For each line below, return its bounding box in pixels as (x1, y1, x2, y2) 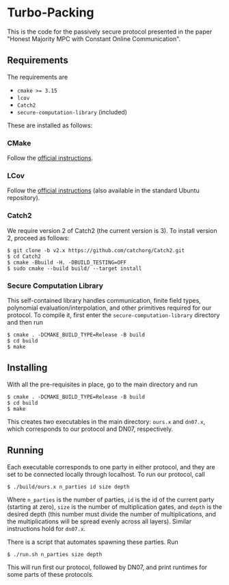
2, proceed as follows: (7, 234, 70, 242)
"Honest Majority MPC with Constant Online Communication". (7, 34, 181, 42)
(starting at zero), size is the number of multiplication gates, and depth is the (7, 502, 222, 511)
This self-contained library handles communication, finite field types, (7, 296, 202, 304)
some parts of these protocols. (7, 570, 94, 578)
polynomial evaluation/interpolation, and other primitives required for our (7, 303, 212, 312)
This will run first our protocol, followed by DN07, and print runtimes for (7, 563, 207, 571)
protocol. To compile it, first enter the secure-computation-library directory (7, 310, 220, 319)
